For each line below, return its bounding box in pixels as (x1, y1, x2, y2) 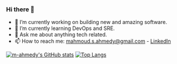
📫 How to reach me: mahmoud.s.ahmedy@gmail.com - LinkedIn (14, 38, 171, 45)
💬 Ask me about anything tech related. (14, 31, 107, 38)
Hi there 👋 (6, 5, 35, 14)
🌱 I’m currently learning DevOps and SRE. (14, 25, 115, 32)
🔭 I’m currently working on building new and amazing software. (14, 19, 168, 26)
